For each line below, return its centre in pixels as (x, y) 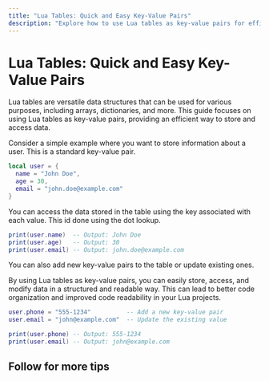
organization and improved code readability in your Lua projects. (115, 298)
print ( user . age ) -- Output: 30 (64, 242)
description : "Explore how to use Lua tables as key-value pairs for (127, 23)
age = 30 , (32, 181)
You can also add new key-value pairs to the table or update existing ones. (131, 265)
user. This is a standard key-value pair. (72, 152)
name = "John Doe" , (48, 174)
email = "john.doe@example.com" (70, 189)
